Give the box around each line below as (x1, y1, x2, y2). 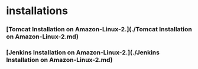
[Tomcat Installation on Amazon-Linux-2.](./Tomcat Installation (6, 25, 192, 34)
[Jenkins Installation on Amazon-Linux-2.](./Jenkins (6, 48, 160, 57)
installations (6, 4, 68, 18)
